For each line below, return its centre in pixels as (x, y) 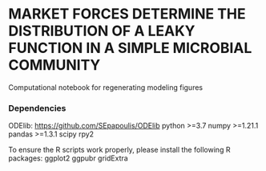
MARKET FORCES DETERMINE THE (127, 14)
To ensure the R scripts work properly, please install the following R (119, 150)
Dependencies (37, 108)
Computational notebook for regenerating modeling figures (105, 87)
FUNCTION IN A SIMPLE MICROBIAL (130, 48)
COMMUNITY (54, 65)
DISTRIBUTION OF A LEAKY (102, 31)
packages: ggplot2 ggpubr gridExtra (68, 158)
